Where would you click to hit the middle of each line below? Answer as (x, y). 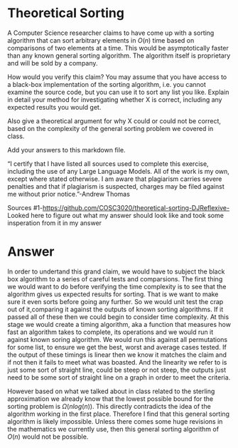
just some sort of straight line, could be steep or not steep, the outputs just (117, 370)
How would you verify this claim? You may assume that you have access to (117, 77)
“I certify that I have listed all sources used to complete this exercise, (108, 163)
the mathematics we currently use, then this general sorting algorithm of (113, 429)
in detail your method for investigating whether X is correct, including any (115, 99)
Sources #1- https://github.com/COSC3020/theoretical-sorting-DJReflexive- (118, 207)
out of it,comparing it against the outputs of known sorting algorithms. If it (115, 309)
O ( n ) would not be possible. (48, 437)
